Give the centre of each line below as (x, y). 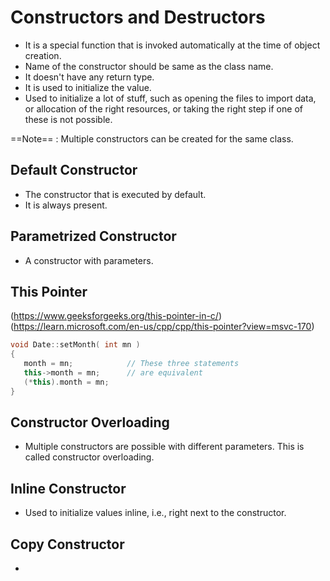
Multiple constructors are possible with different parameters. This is (164, 447)
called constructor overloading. (89, 457)
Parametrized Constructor (93, 236)
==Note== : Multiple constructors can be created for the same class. (152, 138)
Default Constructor (74, 170)
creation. (43, 55)
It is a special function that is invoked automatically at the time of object (172, 45)
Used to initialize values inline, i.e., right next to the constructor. (155, 513)
